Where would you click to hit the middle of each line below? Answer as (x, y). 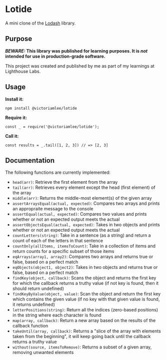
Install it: (14, 99)
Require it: (16, 117)
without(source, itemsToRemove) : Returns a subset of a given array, (82, 347)
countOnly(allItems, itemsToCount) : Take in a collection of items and (84, 246)
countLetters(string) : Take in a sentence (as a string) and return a (81, 235)
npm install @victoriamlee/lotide (41, 108)
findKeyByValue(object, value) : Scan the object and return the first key (86, 294)
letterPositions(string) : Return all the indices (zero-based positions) (85, 310)
